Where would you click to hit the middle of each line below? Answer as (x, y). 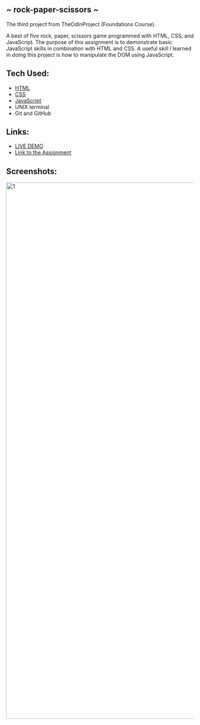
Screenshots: (32, 171)
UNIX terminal (32, 107)
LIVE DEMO (29, 146)
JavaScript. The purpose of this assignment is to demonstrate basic (89, 42)
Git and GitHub (33, 113)
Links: (18, 132)
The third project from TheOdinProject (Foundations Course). (81, 24)
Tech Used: (28, 74)
